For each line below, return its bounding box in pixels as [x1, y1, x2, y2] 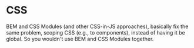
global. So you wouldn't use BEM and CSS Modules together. [6, 35, 154, 42]
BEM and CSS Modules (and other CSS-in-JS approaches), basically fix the [6, 23, 189, 30]
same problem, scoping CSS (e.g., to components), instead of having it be [6, 29, 185, 36]
